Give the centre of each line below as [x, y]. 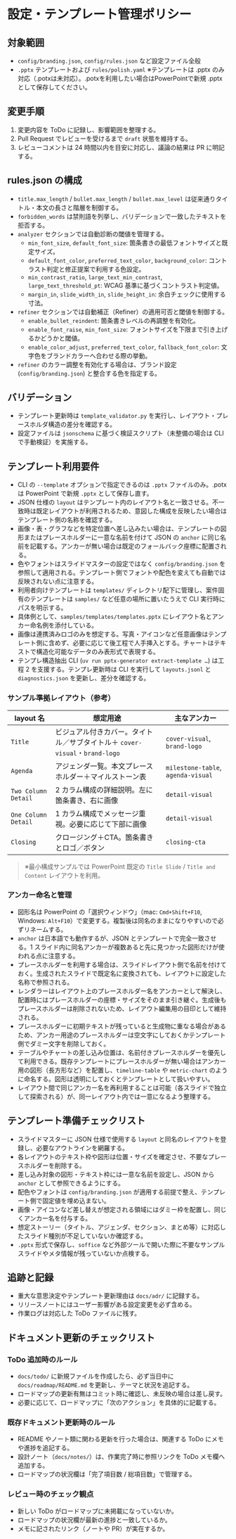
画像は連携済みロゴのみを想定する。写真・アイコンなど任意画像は [113, 634]
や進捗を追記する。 [45, 1448]
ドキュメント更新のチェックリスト [81, 1337]
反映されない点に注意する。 [58, 582]
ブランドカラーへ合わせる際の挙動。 [99, 355]
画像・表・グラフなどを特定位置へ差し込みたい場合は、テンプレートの [119, 529]
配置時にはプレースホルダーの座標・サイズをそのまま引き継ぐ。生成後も [122, 1000]
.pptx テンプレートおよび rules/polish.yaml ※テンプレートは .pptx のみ [121, 70]
